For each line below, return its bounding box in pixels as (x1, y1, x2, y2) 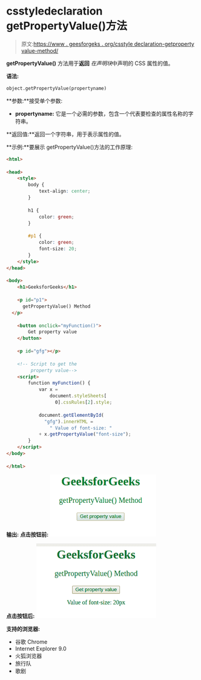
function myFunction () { (28, 380, 91, 386)
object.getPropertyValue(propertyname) (6, 85, 107, 92)
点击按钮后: (6, 612, 35, 619)
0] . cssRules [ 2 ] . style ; (54, 399, 113, 406)
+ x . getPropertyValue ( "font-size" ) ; (38, 431, 131, 437)
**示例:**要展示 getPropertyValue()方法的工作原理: (6, 143, 133, 150)
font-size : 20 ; (38, 246, 77, 252)
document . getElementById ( (38, 412, 104, 418)
